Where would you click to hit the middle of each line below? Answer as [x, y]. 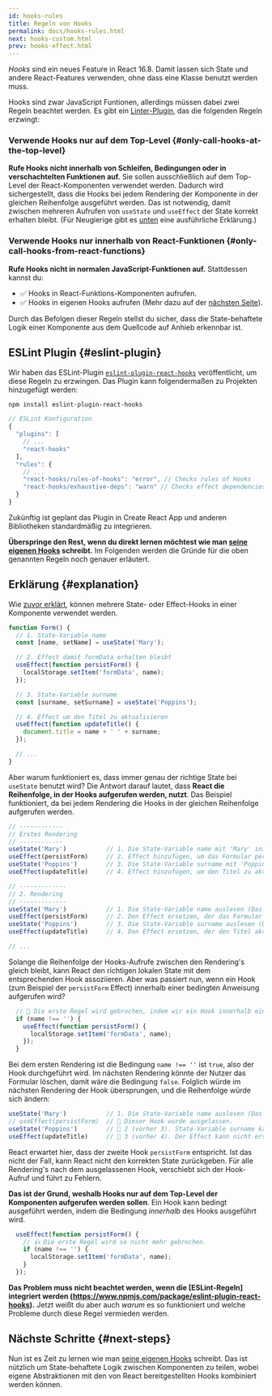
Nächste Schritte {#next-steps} [90, 1339]
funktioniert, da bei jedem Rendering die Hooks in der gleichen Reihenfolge [134, 803]
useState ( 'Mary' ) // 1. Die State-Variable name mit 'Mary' [130, 849]
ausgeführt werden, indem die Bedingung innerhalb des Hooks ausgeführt [132, 1211]
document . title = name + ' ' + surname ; [92, 732]
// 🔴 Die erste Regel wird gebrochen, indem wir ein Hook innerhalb [134, 1011]
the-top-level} [37, 151]
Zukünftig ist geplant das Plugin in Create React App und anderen [117, 517]
